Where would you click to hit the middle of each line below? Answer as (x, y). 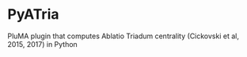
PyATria (33, 14)
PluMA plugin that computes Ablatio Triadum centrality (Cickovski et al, (123, 36)
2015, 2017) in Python (43, 44)
